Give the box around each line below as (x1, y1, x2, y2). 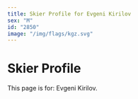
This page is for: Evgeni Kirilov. (7, 84, 98, 93)
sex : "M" (7, 17, 33, 24)
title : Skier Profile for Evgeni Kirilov (7, 10, 132, 18)
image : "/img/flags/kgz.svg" (7, 30, 93, 37)
